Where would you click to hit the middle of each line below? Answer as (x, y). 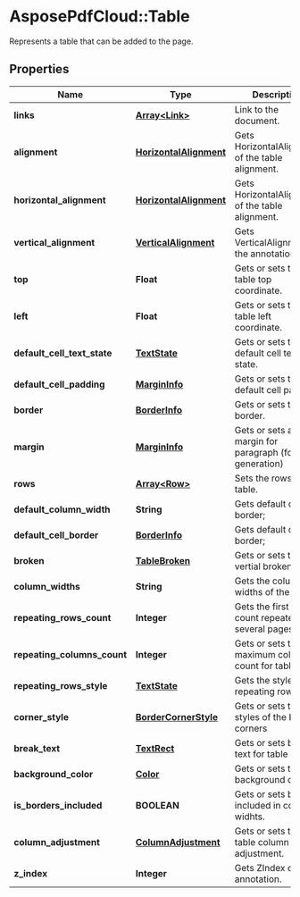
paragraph (256, 452)
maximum (255, 654)
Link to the (257, 109)
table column (262, 842)
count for (254, 666)
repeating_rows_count (62, 617)
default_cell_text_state (63, 353)
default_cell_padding (59, 384)
